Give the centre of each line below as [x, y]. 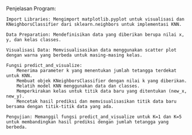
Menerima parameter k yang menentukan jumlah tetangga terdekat [97, 70]
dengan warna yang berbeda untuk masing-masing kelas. [74, 55]
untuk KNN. [19, 76]
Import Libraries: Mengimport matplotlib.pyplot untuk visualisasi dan [95, 19]
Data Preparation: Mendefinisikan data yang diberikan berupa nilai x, [95, 35]
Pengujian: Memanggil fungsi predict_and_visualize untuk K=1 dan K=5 [94, 117]
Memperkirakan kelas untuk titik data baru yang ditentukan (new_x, [102, 91]
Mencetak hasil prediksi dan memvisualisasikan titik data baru [97, 102]
